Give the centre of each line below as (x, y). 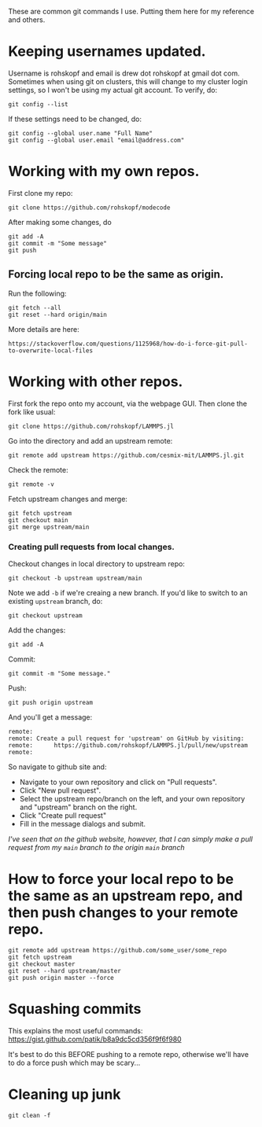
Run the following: (37, 293)
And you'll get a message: (50, 717)
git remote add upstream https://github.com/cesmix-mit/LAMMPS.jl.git (126, 455)
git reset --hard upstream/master (65, 970)
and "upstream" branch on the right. (78, 807)
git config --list (38, 104)
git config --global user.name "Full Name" (81, 133)
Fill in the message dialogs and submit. (83, 823)
